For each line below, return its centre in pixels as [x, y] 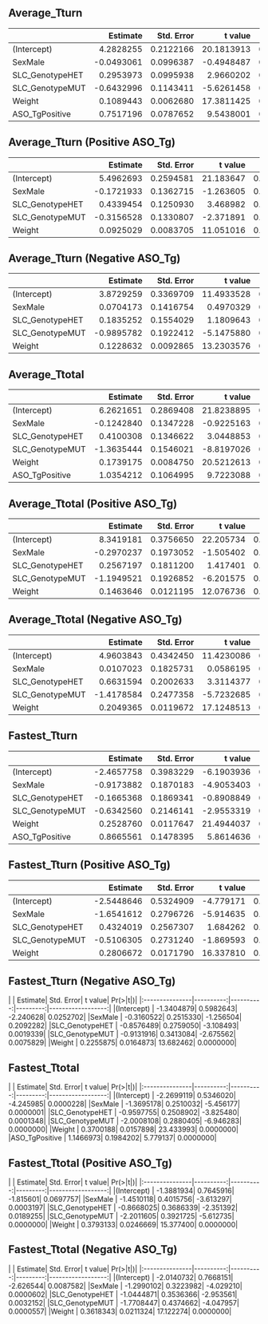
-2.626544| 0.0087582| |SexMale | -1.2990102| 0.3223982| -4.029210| [126, 1286]
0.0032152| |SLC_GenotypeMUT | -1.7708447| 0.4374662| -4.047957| [124, 1302]
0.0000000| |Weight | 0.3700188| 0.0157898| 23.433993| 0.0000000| [124, 1129]
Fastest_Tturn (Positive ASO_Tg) [90, 865]
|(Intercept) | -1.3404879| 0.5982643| [175, 1009]
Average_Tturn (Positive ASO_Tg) [92, 142]
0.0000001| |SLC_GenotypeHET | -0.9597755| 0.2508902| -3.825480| [124, 1113]
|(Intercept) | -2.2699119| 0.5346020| [175, 1096]
